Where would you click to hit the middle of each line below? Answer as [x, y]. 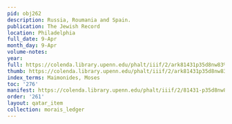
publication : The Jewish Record [54, 26]
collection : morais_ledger [46, 110]
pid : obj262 [24, 13]
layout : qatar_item [35, 103]
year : [15, 59]
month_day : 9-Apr [32, 45]
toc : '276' [23, 84]
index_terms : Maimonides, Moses [54, 77]
